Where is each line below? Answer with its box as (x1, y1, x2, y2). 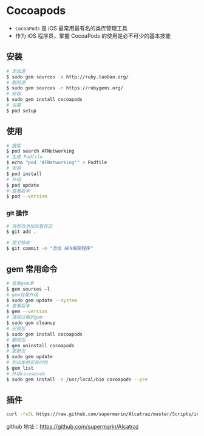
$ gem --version (6, 308, 47, 315)
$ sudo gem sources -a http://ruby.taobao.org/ (6, 74, 129, 80)
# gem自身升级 (6, 291, 38, 298)
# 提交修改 (6, 240, 30, 246)
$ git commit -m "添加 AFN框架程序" (6, 246, 93, 252)
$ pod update (6, 182, 39, 189)
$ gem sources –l (6, 286, 50, 292)
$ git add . (6, 229, 36, 235)
